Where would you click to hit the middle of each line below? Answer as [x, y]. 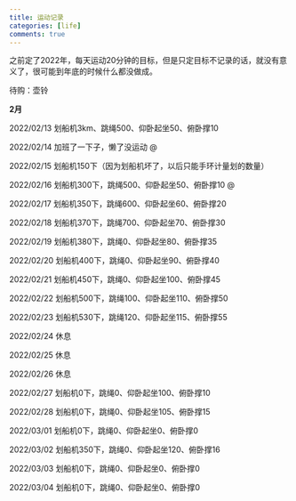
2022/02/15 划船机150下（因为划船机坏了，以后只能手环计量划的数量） [139, 166]
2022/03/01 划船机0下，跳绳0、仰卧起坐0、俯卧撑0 [104, 431]
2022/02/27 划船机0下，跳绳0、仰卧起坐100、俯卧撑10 [110, 393]
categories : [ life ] [45, 26]
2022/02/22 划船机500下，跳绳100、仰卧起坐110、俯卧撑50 [119, 298]
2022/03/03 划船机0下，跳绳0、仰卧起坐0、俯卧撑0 [104, 469]
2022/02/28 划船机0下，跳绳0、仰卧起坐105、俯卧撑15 [110, 412]
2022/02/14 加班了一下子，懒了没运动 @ [84, 147]
